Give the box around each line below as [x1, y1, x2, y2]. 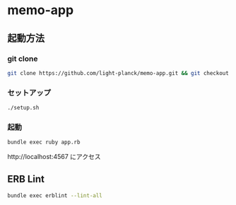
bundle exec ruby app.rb [7, 139, 81, 146]
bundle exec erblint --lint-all [7, 192, 102, 199]
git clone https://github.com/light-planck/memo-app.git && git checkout [7, 69, 230, 76]
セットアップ [7, 88, 52, 98]
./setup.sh [7, 105, 40, 112]
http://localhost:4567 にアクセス [7, 153, 101, 161]
